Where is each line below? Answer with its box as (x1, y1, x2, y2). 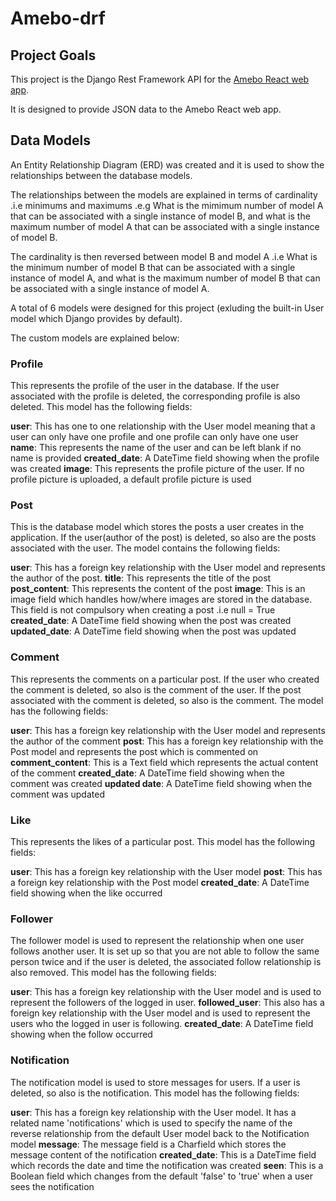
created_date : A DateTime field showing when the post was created (10, 615, 292, 627)
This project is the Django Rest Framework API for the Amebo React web (10, 73, 310, 85)
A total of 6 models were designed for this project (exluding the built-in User (10, 302, 325, 314)
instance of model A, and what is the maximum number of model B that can (10, 272, 321, 284)
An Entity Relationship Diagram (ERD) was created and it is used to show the (10, 158, 325, 171)
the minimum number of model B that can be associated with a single (10, 261, 296, 273)
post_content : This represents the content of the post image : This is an (10, 583, 306, 595)
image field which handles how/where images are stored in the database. (10, 593, 313, 606)
